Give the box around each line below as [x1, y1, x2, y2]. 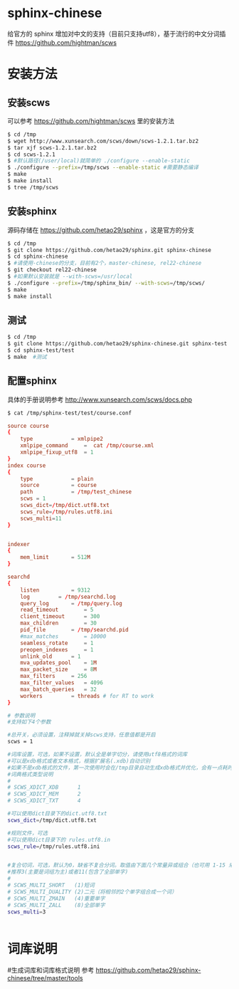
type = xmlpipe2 [20, 436, 103, 443]
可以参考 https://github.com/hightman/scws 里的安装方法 [7, 116, 175, 125]
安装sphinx [7, 205, 58, 218]
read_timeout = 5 [20, 607, 94, 614]
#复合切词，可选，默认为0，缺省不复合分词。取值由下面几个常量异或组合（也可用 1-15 [7, 862, 226, 869]
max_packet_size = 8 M [20, 666, 97, 674]
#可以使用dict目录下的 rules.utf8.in [7, 836, 111, 843]
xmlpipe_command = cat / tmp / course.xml [20, 442, 154, 449]
